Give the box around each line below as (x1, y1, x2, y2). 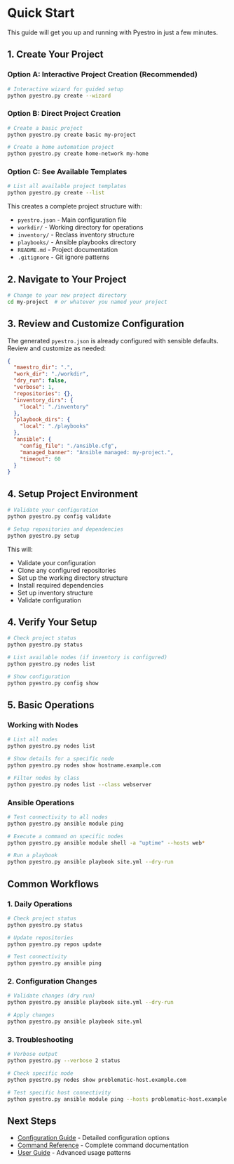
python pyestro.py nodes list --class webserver (7, 781, 152, 788)
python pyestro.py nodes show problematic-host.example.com (7, 1076, 187, 1083)
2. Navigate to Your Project (7, 273, 127, 285)
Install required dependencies (17, 581, 104, 589)
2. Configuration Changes (7, 977, 97, 986)
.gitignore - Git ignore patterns (17, 253, 110, 261)
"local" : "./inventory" (20, 403, 90, 410)
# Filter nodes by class (7, 774, 80, 781)
